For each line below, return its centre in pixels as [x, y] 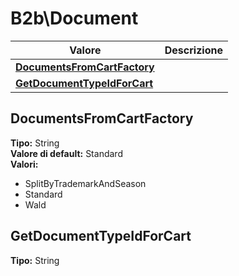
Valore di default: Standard [66, 153]
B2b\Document [74, 18]
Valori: [24, 164]
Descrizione [193, 50]
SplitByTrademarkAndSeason [85, 183]
